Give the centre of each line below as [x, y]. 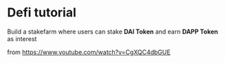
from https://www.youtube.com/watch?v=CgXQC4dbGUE [89, 52]
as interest [22, 38]
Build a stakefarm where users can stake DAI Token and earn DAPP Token [113, 32]
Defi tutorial [42, 13]
